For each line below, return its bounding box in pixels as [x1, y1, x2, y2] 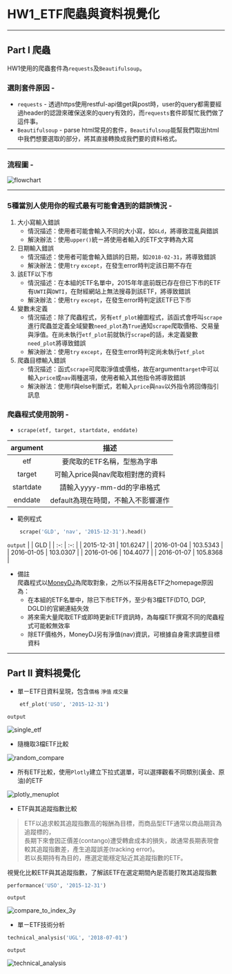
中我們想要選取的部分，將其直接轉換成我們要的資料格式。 [17, 135, 181, 143]
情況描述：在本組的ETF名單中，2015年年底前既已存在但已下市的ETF [27, 278, 221, 286]
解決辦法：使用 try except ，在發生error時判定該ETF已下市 [27, 295, 192, 304]
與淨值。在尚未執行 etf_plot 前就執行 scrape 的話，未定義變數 [27, 330, 198, 338]
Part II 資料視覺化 [7, 668, 81, 679]
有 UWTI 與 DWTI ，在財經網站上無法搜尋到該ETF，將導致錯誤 [27, 287, 191, 295]
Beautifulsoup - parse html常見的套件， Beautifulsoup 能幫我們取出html [17, 126, 220, 135]
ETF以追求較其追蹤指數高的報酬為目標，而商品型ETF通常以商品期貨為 [23, 819, 222, 827]
